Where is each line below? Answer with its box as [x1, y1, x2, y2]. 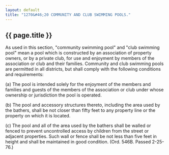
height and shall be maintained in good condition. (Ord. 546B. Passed [5, 139, 151, 145]
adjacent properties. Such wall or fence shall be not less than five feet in [5, 133, 157, 140]
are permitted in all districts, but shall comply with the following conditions [5, 66, 161, 72]
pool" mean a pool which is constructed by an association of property [5, 50, 152, 56]
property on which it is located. [5, 113, 71, 119]
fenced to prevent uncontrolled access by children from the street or [5, 128, 149, 134]
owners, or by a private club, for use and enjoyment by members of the [5, 55, 155, 61]
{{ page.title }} [5, 31, 52, 40]
